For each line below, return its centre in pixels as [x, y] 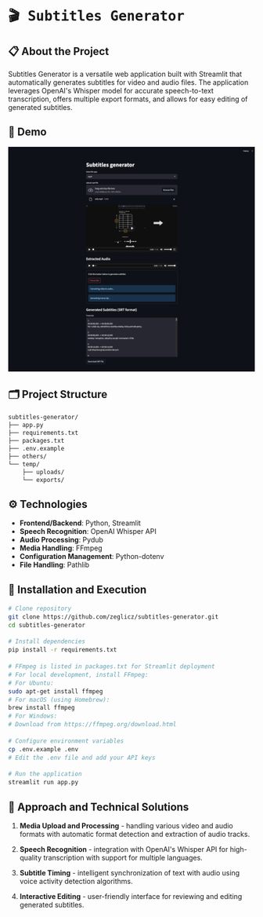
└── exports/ [43, 480]
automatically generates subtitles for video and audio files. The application [128, 82]
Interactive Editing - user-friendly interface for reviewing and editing [131, 897]
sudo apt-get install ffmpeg [56, 691]
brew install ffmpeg [42, 708]
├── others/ [27, 457]
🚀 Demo [27, 132]
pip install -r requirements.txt [63, 650]
